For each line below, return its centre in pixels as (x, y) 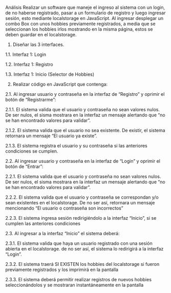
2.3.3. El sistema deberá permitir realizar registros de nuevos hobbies (79, 279)
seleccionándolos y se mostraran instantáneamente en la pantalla (74, 285)
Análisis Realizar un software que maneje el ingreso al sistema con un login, (85, 7)
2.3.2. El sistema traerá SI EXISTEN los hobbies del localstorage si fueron (82, 264)
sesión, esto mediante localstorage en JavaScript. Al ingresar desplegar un (84, 18)
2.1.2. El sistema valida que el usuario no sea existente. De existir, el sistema (85, 130)
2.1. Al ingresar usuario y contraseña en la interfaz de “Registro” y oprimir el (85, 94)
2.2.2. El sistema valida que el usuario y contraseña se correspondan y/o (82, 197)
